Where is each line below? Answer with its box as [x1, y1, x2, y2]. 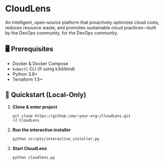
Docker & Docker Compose [12, 60, 69, 66]
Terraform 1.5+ [12, 76, 43, 82]
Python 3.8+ [12, 71, 38, 77]
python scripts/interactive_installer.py [12, 137, 99, 142]
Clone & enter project [12, 104, 58, 110]
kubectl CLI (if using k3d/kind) [12, 65, 76, 72]
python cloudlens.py [12, 155, 55, 160]
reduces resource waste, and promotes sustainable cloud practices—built [5, 24, 157, 30]
